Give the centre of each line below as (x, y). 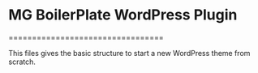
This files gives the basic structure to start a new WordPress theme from (129, 53)
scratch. (22, 62)
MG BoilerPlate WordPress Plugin (123, 15)
